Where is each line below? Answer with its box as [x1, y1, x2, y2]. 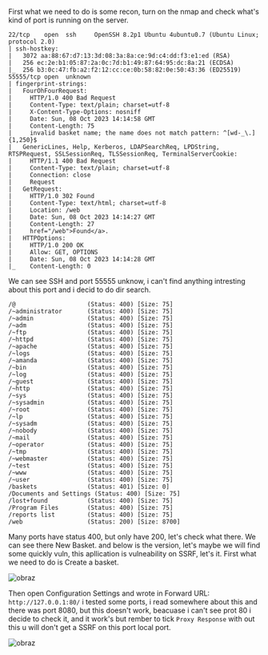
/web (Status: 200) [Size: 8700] [8, 518, 181, 526]
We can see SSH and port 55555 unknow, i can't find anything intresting [8, 277, 246, 285]
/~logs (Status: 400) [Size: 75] [8, 350, 174, 358]
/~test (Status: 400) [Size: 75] [8, 462, 174, 470]
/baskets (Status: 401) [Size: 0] [8, 483, 170, 491]
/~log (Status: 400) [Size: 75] [8, 370, 174, 378]
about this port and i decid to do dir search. [8, 285, 151, 294]
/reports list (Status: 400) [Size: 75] [8, 511, 174, 519]
